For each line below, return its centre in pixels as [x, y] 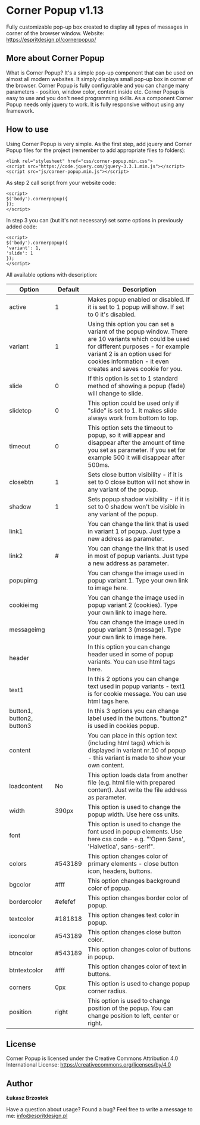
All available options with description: [52, 274]
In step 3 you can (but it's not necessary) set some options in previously [95, 220]
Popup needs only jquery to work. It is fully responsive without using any [95, 104]
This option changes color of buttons [139, 949]
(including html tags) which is [129, 743]
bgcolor [20, 884]
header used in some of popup [131, 654]
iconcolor [22, 935]
